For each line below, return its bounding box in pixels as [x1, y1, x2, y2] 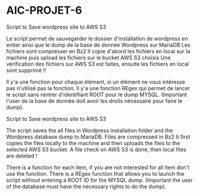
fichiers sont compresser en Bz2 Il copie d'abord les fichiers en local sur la [6, 47, 191, 54]
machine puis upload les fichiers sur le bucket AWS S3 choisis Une [6, 54, 172, 61]
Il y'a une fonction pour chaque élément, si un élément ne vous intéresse [6, 78, 185, 85]
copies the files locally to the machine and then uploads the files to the [6, 139, 180, 146]
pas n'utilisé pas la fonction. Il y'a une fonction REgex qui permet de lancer [6, 84, 191, 91]
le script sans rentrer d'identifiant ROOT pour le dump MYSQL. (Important [6, 91, 187, 98]
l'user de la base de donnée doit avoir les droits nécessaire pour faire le [6, 97, 183, 105]
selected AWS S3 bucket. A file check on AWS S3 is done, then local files [6, 146, 186, 153]
